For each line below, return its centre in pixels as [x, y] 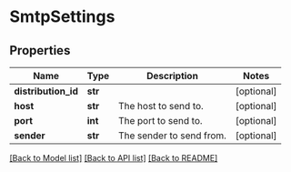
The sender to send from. [172, 136]
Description [172, 76]
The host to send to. [161, 106]
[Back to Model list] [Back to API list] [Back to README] [114, 158]
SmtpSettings [62, 17]
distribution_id [46, 91]
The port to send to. [160, 121]
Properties [40, 51]
